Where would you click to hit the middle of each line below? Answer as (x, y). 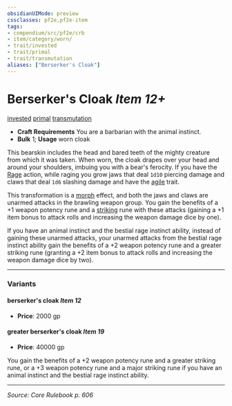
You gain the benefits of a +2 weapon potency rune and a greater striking (112, 360)
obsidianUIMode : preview (43, 13)
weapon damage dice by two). (50, 260)
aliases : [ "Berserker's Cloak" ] (54, 65)
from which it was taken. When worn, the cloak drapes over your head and (113, 159)
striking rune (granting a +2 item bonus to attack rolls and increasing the (110, 252)
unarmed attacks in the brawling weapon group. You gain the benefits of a (113, 202)
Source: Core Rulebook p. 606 (50, 395)
